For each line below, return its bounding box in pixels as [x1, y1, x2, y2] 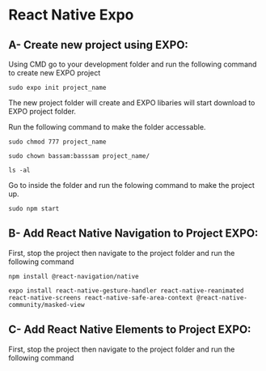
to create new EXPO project [8, 68, 101, 78]
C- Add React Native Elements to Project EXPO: [8, 322, 251, 337]
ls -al [8, 166, 31, 174]
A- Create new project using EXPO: [8, 38, 188, 52]
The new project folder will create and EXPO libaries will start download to [8, 98, 255, 107]
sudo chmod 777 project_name [8, 138, 107, 146]
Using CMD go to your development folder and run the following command [8, 59, 257, 69]
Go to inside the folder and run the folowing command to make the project [8, 181, 255, 190]
